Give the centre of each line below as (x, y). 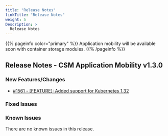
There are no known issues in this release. (50, 129)
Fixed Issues (21, 104)
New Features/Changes (35, 80)
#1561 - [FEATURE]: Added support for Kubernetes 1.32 (71, 90)
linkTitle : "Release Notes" (35, 15)
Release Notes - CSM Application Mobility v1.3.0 (84, 65)
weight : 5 (16, 19)
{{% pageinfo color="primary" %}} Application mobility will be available (80, 43)
